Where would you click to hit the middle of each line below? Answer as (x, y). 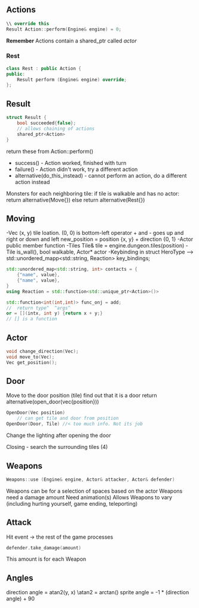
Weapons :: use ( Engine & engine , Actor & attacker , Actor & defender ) (91, 479)
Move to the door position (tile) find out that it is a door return (82, 395)
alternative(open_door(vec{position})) (53, 402)
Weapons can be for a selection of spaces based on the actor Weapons (94, 491)
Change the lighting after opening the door (59, 435)
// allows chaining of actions (56, 129)
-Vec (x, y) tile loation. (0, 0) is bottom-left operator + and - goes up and (95, 233)
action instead (32, 182)
